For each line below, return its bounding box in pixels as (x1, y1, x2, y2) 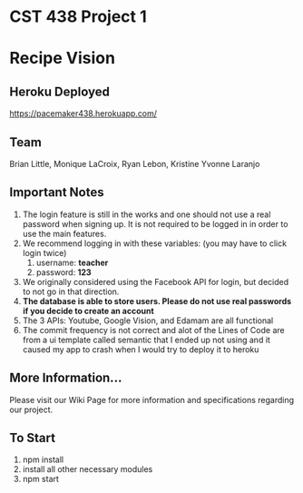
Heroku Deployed (9, 84, 111, 99)
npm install (22, 454, 64, 465)
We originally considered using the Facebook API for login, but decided (22, 276, 289, 287)
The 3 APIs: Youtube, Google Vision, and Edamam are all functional (22, 315, 274, 326)
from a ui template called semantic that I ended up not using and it (22, 334, 270, 345)
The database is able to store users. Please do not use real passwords (22, 295, 292, 306)
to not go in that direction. (22, 286, 120, 297)
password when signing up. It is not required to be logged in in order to (22, 218, 288, 229)
